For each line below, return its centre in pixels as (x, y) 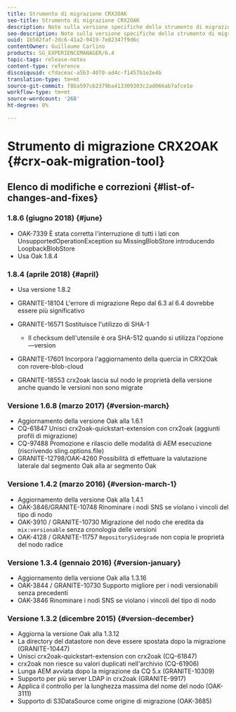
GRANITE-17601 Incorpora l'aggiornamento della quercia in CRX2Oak (117, 359)
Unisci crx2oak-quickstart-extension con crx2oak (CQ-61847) (107, 656)
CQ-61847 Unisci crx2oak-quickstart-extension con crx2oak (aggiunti (118, 428)
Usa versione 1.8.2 (44, 290)
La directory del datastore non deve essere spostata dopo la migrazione (122, 642)
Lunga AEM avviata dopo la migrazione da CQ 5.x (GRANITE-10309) (116, 671)
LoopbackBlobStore (46, 248)
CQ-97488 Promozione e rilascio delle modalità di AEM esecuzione (114, 443)
